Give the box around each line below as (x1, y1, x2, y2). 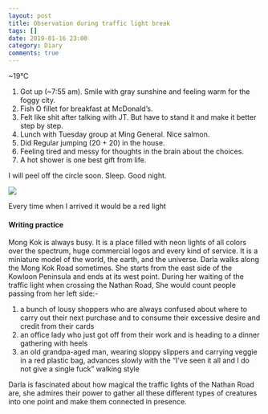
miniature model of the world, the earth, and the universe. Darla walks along (8, 255, 259, 264)
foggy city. (19, 96, 56, 105)
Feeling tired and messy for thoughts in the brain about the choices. (19, 146, 245, 156)
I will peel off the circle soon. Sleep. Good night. (8, 170, 167, 180)
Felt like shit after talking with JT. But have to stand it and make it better (19, 113, 257, 121)
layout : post (8, 11, 52, 20)
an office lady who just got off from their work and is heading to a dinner (19, 330, 260, 340)
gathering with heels (19, 338, 88, 348)
